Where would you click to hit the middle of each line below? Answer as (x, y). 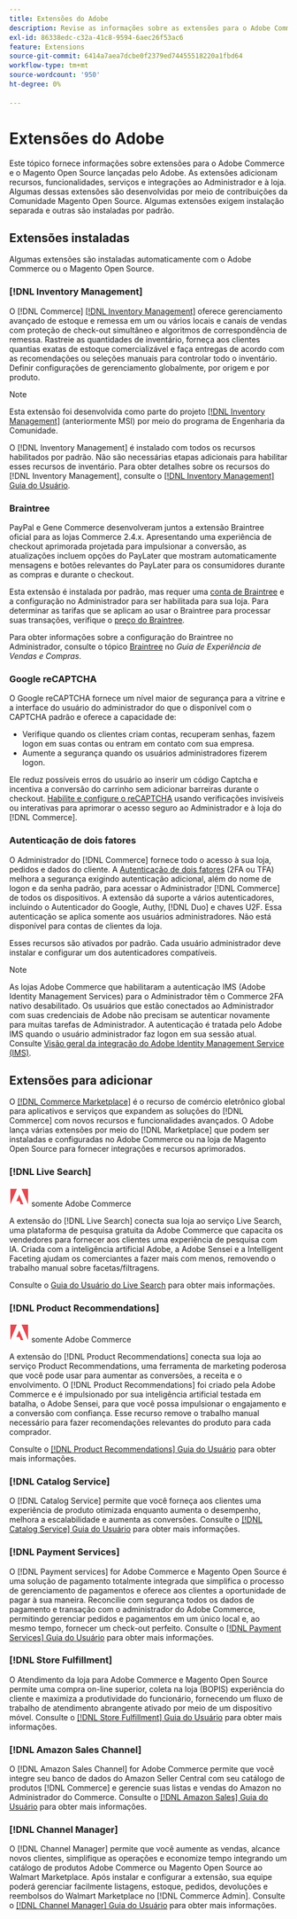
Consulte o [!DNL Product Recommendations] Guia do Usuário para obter (143, 1449)
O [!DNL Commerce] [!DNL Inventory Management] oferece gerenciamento (146, 311)
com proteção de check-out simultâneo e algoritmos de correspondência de (148, 330)
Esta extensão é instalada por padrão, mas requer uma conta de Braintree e (147, 591)
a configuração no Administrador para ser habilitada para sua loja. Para (139, 601)
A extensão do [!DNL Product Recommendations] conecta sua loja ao (135, 1356)
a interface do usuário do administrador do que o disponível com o (130, 708)
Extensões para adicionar (81, 1081)
